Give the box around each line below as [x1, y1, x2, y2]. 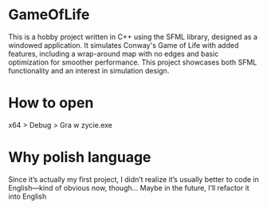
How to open [8, 94, 94, 112]
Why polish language [8, 148, 151, 167]
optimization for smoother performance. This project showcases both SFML [8, 57, 257, 67]
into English [8, 191, 47, 201]
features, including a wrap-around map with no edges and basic [8, 49, 219, 58]
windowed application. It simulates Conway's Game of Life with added [8, 40, 239, 49]
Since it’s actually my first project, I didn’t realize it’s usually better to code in [8, 174, 259, 184]
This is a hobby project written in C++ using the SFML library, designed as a [8, 32, 257, 41]
